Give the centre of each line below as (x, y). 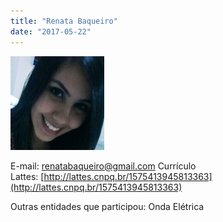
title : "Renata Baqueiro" (64, 21)
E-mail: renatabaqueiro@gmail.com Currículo (103, 166)
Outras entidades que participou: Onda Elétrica (107, 206)
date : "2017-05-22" (51, 31)
